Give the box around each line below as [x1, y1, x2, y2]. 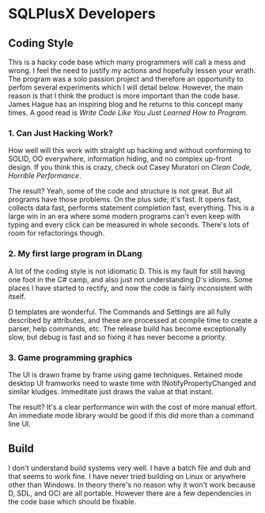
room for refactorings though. [8, 228, 105, 238]
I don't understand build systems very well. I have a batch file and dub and [8, 463, 252, 473]
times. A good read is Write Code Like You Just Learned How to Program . [8, 108, 248, 117]
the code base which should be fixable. [8, 496, 137, 506]
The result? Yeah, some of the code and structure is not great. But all [8, 186, 233, 196]
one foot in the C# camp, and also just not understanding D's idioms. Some [8, 274, 253, 284]
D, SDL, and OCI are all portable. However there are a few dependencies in [8, 488, 252, 498]
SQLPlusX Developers [8, 5, 156, 23]
